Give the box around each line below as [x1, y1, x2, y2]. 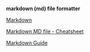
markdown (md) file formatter [6, 5, 81, 12]
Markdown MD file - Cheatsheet [6, 28, 84, 35]
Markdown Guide [6, 40, 48, 46]
